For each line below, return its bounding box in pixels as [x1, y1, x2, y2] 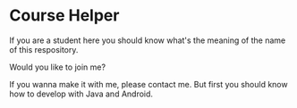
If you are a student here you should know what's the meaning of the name [9, 35, 286, 46]
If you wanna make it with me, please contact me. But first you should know [9, 79, 288, 89]
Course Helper [9, 5, 120, 26]
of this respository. [9, 44, 79, 54]
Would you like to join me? [9, 62, 106, 72]
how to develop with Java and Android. [9, 88, 154, 99]
